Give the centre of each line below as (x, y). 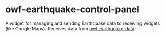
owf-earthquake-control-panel (72, 9)
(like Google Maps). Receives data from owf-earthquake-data (70, 28)
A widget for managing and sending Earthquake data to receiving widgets (83, 23)
